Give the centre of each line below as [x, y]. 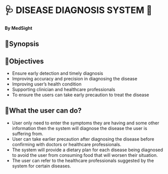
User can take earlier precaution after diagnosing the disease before [83, 139]
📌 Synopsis [22, 44]
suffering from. [27, 134]
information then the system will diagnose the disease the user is [79, 128]
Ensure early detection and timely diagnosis [58, 73]
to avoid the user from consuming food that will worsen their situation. [85, 155]
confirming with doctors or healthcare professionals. [67, 144]
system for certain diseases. [41, 166]
